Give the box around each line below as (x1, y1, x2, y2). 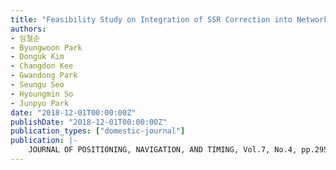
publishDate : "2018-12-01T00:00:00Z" (10, 117, 168, 127)
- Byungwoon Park (10, 42, 83, 53)
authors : (10, 24, 47, 34)
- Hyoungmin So (10, 89, 74, 99)
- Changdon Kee (10, 61, 74, 71)
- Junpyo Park (10, 98, 70, 108)
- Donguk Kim (10, 52, 65, 62)
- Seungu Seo (10, 80, 65, 90)
